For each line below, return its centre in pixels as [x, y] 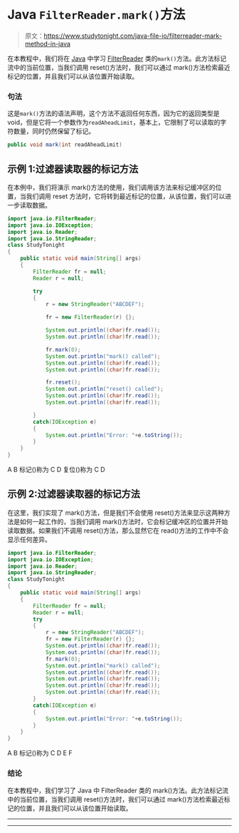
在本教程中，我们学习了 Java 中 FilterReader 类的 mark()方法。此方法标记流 [118, 790]
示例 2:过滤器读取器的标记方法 [74, 494]
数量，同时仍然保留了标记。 [54, 131]
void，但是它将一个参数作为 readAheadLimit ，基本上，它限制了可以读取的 [114, 123]
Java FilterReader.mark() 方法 [96, 15]
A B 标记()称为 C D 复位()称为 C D [56, 470]
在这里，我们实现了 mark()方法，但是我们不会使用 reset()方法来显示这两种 [116, 512]
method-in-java [48, 44]
